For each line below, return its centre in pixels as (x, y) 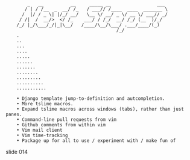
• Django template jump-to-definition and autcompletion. (91, 99)
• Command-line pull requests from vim (67, 120)
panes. (14, 114)
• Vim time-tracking (42, 135)
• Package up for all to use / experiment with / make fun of (96, 141)
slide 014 (17, 152)
